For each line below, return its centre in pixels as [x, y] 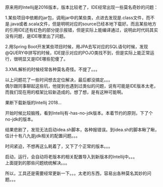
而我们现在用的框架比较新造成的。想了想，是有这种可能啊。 [65, 92]
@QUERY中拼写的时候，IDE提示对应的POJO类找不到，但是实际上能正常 [78, 53]
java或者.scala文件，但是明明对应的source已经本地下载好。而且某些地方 [83, 24]
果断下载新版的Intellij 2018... [33, 103]
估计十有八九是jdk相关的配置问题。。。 [42, 136]
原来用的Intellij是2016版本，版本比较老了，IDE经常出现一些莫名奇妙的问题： [82, 7]
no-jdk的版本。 [20, 119]
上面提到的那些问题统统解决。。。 [37, 163]
